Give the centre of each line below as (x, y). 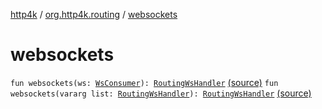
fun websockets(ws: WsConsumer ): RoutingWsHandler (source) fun (144, 82)
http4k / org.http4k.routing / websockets (94, 14)
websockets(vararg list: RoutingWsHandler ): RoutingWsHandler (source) (161, 93)
